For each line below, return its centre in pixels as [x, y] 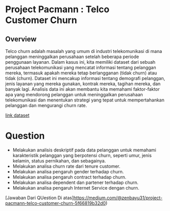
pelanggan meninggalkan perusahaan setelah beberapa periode [72, 57]
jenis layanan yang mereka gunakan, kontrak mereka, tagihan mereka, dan [83, 84]
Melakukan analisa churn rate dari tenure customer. [66, 166]
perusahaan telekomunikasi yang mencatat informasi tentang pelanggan [81, 68]
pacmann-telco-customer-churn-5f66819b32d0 [56, 203]
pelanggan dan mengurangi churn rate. [46, 105]
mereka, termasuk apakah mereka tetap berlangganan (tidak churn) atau [81, 73]
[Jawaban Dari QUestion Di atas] [40, 198]
